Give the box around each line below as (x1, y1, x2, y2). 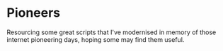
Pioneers (6, 5, 61, 21)
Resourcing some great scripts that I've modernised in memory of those (6, 28, 217, 36)
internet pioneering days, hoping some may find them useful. (6, 35, 185, 43)
